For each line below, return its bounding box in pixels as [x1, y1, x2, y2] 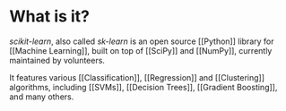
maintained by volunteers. [9, 55, 106, 65]
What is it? [9, 6, 91, 27]
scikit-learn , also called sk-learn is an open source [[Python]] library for [9, 36, 274, 47]
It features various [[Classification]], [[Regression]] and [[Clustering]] [9, 72, 265, 82]
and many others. [9, 91, 74, 102]
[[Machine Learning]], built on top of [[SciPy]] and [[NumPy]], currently [9, 45, 273, 55]
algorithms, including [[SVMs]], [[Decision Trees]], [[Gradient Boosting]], [9, 81, 278, 92]
